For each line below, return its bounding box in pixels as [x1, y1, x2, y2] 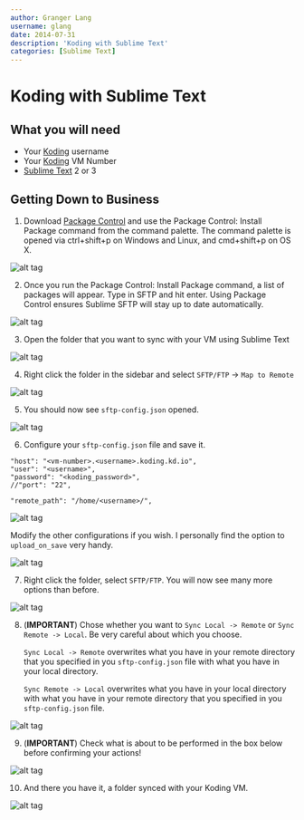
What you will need [10, 121, 121, 137]
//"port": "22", [10, 480, 71, 489]
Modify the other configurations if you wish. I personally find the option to [10, 529, 285, 540]
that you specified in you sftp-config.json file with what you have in [23, 656, 280, 667]
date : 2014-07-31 [10, 30, 76, 39]
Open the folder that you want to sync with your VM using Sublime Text [23, 333, 290, 344]
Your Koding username [23, 146, 109, 157]
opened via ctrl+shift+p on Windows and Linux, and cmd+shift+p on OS [23, 235, 292, 246]
